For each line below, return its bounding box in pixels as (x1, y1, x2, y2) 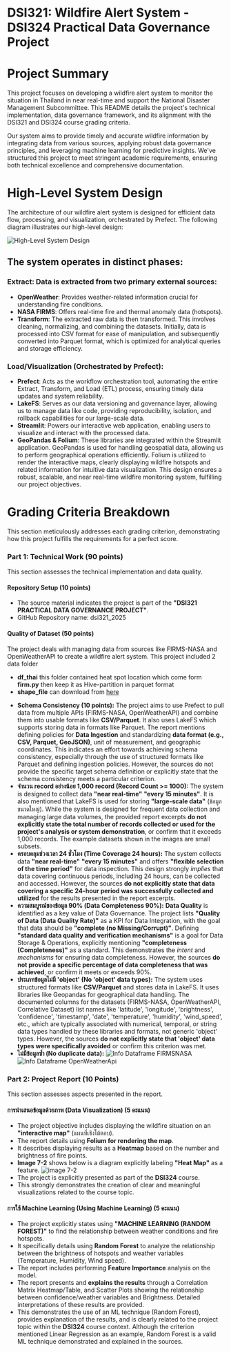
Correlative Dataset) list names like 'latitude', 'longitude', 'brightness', (17, 1005, 214, 1013)
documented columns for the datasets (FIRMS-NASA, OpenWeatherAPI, (17, 998, 221, 1006)
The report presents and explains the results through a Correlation (17, 1279, 208, 1287)
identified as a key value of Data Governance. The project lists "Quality (17, 908, 221, 917)
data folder (7, 659, 39, 668)
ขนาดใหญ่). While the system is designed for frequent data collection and (17, 805, 221, 813)
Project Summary (7, 66, 109, 82)
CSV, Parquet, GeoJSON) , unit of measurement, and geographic (17, 738, 201, 746)
